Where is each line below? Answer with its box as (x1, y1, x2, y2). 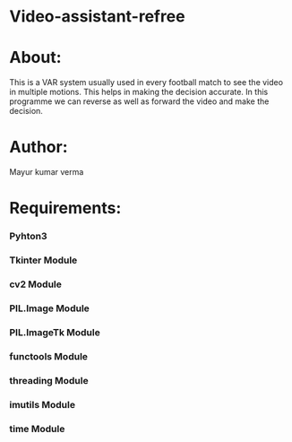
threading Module (9, 374, 89, 386)
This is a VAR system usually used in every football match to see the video (9, 77, 284, 88)
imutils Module (9, 398, 76, 411)
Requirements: (9, 198, 122, 219)
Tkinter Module (9, 254, 78, 266)
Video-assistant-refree (9, 6, 185, 27)
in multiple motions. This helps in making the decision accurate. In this (9, 87, 269, 98)
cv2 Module (9, 278, 63, 290)
